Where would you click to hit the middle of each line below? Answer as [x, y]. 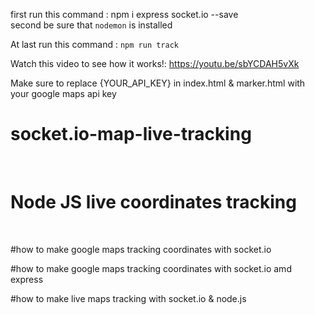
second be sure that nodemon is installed [91, 25]
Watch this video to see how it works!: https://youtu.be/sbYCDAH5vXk [155, 63]
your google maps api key [63, 93]
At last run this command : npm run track [95, 44]
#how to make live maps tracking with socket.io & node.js [128, 298]
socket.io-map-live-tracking [131, 134]
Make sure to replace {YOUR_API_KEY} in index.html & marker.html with [158, 83]
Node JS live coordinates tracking [153, 202]
